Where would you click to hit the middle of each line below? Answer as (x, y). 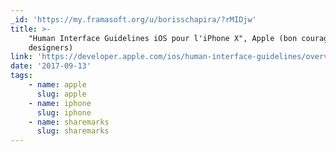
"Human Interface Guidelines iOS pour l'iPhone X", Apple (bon (163, 38)
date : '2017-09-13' (51, 66)
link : (21, 57)
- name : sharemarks (69, 122)
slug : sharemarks (73, 131)
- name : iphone (60, 103)
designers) (51, 47)
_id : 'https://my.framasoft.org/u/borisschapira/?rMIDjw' (133, 19)
